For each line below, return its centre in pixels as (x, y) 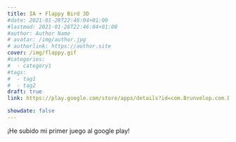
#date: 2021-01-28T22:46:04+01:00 (58, 20)
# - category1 (29, 66)
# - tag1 (22, 79)
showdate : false (31, 111)
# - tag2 (22, 85)
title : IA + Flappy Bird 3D (48, 14)
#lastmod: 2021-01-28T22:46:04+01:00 (63, 27)
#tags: (17, 72)
